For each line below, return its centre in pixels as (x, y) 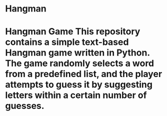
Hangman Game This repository (73, 32)
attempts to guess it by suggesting (79, 85)
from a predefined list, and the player (84, 74)
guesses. (25, 106)
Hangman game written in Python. (77, 53)
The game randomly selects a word (79, 63)
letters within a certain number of (76, 95)
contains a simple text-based (67, 42)
